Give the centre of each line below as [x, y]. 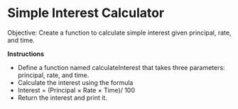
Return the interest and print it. [63, 98]
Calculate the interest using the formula [75, 82]
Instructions [26, 54]
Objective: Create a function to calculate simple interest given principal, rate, [119, 33]
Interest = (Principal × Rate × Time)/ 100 [76, 90]
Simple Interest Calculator [86, 13]
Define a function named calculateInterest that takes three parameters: [121, 67]
